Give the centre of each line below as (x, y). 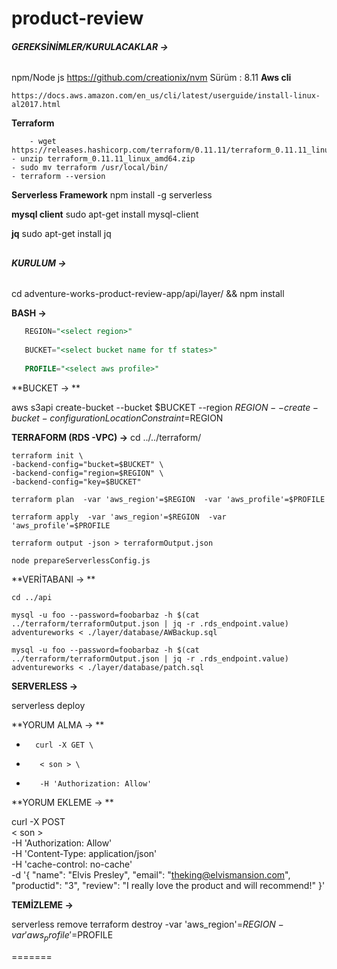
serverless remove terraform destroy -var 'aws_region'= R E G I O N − (147, 924)
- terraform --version (58, 177)
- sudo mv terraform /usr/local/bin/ (90, 168)
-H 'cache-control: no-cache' (72, 864)
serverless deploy (48, 705)
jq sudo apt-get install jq (61, 234)
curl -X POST (38, 821)
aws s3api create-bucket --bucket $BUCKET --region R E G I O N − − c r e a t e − (165, 407)
